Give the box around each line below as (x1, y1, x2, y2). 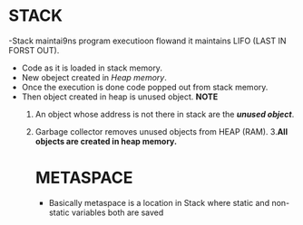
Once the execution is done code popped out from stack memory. (21, 81, 269, 92)
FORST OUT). (8, 44, 60, 55)
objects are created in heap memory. (34, 136, 178, 146)
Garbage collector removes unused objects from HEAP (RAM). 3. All (34, 126, 288, 136)
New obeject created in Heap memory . (21, 71, 167, 82)
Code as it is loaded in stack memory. (21, 62, 162, 73)
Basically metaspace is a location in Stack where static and (48, 197, 269, 208)
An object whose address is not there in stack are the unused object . (34, 108, 295, 119)
